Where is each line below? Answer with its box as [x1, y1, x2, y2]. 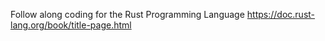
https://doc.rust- [246, 9, 316, 20]
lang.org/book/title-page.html [10, 19, 132, 31]
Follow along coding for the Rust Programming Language [10, 9, 245, 20]
